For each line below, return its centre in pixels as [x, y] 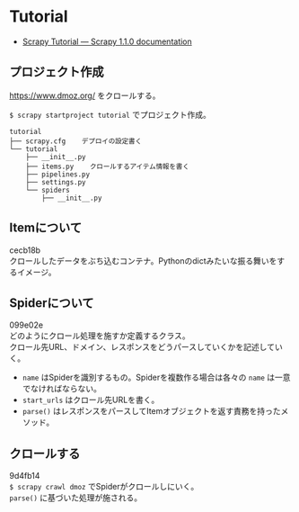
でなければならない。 [62, 389]
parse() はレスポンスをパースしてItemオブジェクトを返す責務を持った [151, 411]
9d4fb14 [25, 476]
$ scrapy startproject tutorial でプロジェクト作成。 [110, 114]
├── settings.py [56, 182]
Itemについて [46, 228]
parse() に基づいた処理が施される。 [76, 498]
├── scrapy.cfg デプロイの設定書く [75, 141]
